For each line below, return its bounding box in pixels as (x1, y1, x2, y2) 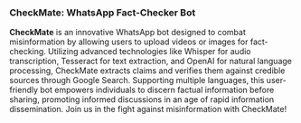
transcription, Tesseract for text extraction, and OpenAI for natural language (9, 56, 292, 67)
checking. (9, 46, 47, 57)
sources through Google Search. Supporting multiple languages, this (9, 75, 265, 86)
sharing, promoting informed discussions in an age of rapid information (9, 94, 275, 105)
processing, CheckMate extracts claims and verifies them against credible (9, 65, 286, 76)
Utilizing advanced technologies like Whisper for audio (48, 46, 251, 57)
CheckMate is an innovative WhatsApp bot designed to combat (9, 27, 247, 38)
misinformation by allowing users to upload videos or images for (9, 36, 249, 47)
